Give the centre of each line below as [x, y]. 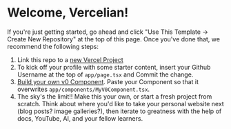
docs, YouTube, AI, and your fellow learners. [80, 118]
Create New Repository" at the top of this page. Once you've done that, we [114, 39]
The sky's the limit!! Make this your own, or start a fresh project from [114, 96]
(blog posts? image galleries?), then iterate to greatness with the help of [119, 111]
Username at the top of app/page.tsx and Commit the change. [105, 75]
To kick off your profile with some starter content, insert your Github [114, 67]
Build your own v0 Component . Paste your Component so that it [108, 81]
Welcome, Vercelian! [68, 13]
